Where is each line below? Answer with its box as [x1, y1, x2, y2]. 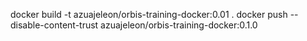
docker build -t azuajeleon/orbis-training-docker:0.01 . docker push [10, 9, 288, 20]
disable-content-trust [10, 19, 99, 31]
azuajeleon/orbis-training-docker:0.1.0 [100, 19, 258, 31]
